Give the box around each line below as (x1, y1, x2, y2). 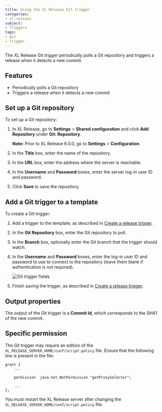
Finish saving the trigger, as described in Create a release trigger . (12, 283, 144, 289)
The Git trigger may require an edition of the (5, 342, 93, 348)
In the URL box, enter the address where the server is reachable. (12, 159, 142, 166)
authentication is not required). (12, 264, 74, 270)
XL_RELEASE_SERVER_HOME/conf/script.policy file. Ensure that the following (5, 347, 154, 353)
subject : (5, 20, 23, 26)
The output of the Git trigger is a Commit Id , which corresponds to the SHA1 (5, 310, 157, 316)
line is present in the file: (5, 353, 54, 358)
